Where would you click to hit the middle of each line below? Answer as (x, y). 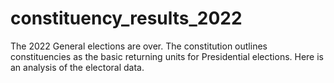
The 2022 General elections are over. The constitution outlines (139, 46)
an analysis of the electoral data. (77, 67)
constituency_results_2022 (126, 18)
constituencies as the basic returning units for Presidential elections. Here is (167, 56)
